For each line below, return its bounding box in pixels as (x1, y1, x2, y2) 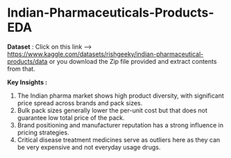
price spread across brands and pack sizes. (17, 98, 143, 107)
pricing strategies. (17, 128, 69, 137)
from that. (7, 64, 36, 73)
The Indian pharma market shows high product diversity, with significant (17, 91, 224, 100)
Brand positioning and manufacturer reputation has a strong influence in (17, 121, 224, 129)
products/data (7, 57, 48, 65)
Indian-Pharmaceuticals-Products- (7, 5, 214, 21)
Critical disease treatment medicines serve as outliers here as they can (17, 135, 221, 143)
